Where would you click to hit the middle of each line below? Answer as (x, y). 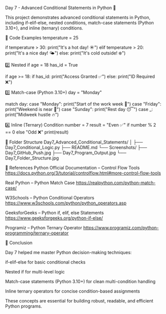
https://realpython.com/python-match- (116, 183)
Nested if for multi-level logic (35, 272)
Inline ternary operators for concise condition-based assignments (73, 291)
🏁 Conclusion (19, 243)
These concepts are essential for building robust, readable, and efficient (79, 301)
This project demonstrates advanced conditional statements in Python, (78, 17)
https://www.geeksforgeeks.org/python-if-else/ (54, 218)
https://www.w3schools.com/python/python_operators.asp (66, 203)
